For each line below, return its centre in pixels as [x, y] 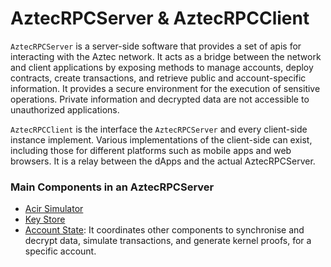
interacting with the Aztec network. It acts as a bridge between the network [166, 56]
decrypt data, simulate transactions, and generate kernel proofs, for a [168, 241]
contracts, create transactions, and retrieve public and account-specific [158, 78]
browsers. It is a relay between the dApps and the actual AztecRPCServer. [163, 161]
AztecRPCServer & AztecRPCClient [160, 18]
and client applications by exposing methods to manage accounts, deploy [162, 67]
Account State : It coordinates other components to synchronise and [164, 230]
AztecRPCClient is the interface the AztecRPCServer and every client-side [159, 129]
